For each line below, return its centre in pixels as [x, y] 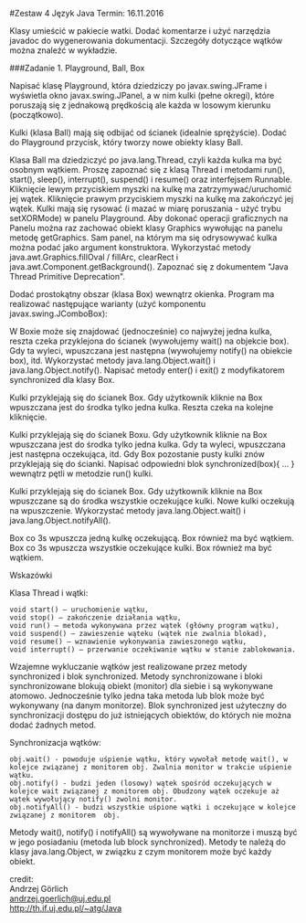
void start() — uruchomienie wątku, [79, 610]
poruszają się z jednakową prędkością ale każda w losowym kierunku [140, 105]
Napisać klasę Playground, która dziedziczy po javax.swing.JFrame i [138, 85]
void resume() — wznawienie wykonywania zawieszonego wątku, [128, 642]
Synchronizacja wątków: [56, 743]
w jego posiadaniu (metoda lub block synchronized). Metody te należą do [148, 842]
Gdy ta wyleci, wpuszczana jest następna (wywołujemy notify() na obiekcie [151, 350]
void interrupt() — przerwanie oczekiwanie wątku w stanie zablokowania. [153, 650]
